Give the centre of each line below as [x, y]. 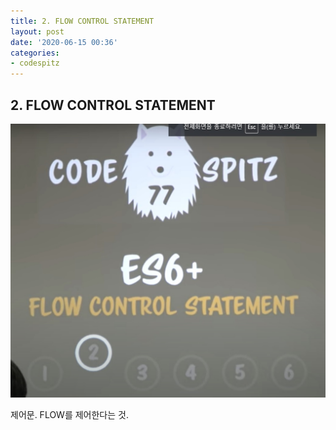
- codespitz [35, 63]
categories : [35, 53]
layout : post [37, 31]
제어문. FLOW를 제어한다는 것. [69, 414]
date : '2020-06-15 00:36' [64, 42]
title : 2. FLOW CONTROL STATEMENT [82, 21]
